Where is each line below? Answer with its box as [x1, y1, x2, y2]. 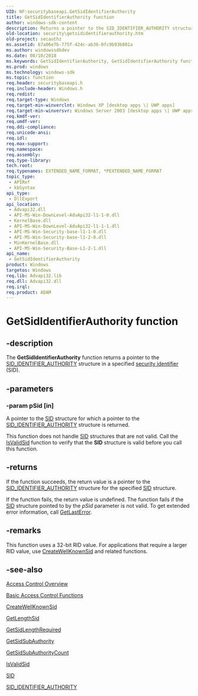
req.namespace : [6, 146, 44, 152]
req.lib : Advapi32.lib [6, 273, 62, 279]
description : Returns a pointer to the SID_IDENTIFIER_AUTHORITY [6, 25, 170, 31]
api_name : [6, 251, 31, 257]
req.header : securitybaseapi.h [6, 80, 83, 86]
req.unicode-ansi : [6, 130, 51, 136]
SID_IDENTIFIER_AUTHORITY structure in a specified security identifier [6, 360, 179, 368]
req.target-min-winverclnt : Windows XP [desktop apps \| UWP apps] [6, 102, 176, 108]
